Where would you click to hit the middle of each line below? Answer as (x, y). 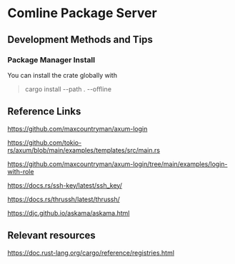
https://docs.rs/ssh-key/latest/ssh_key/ (65, 185)
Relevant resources (52, 236)
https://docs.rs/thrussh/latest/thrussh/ (64, 199)
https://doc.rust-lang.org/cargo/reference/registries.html (91, 253)
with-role (21, 171)
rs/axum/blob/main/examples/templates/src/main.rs (84, 150)
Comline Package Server (82, 13)
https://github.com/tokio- (45, 142)
